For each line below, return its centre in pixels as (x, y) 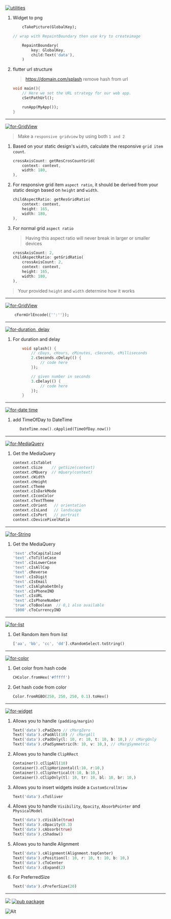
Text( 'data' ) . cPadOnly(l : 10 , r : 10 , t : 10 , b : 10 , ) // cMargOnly (84, 740)
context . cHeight (30, 482)
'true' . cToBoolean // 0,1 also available (58, 606)
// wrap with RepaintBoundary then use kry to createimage (77, 36)
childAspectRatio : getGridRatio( (48, 257)
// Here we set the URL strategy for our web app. (77, 93)
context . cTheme (29, 486)
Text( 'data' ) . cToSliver (38, 796)
